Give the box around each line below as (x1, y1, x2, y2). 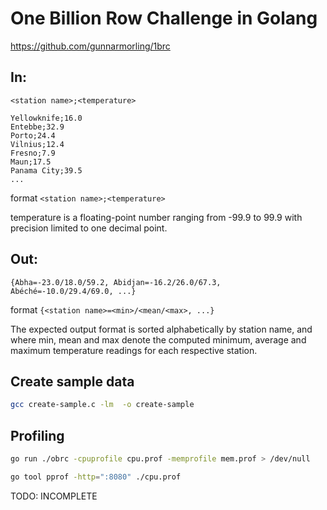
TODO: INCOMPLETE (10, 490, 98, 502)
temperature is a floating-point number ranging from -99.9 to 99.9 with (10, 211, 303, 223)
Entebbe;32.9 (10, 122, 65, 132)
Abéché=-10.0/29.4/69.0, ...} (10, 286, 137, 296)
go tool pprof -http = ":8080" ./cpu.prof (10, 472, 182, 482)
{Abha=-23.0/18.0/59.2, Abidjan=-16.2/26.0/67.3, (10, 277, 222, 287)
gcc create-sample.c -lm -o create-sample (10, 400, 195, 410)
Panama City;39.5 (10, 165, 83, 176)
